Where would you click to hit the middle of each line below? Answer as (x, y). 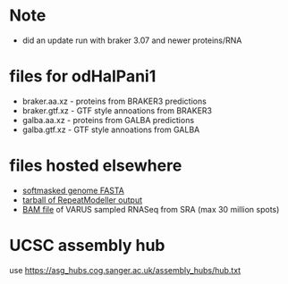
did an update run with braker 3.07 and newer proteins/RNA (132, 40)
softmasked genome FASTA (73, 190)
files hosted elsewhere (96, 166)
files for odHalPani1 (83, 76)
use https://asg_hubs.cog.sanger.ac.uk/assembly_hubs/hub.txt (125, 270)
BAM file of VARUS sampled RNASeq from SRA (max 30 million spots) (151, 209)
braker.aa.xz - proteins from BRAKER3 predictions (114, 101)
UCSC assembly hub (87, 246)
